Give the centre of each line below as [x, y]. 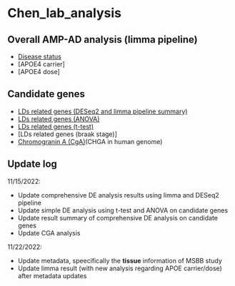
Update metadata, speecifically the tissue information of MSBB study [120, 260]
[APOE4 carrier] [41, 64]
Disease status [40, 56]
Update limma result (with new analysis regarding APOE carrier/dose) [120, 268]
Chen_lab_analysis [64, 13]
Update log [32, 164]
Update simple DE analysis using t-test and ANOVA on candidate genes [123, 210]
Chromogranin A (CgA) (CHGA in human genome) [90, 141]
